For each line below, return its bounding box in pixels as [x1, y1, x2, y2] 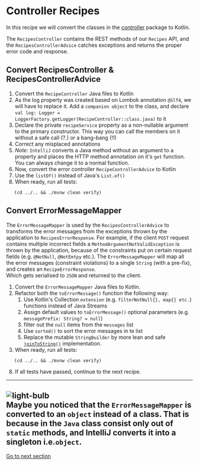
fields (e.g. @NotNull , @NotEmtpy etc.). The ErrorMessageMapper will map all [6, 253, 185, 260]
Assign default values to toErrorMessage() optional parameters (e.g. [23, 308, 190, 315]
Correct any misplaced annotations [14, 140, 101, 147]
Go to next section [6, 453, 52, 460]
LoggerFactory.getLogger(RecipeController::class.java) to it [14, 115, 166, 122]
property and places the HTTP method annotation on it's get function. [14, 153, 185, 160]
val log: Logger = [14, 110, 60, 116]
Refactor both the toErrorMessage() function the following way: [14, 289, 169, 297]
